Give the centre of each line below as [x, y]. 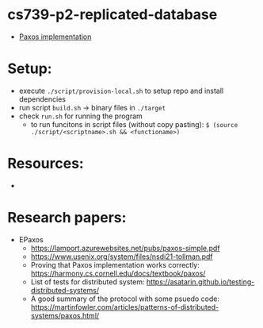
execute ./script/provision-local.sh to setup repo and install [121, 91]
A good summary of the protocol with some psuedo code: [125, 299]
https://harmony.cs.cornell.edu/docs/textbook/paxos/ [118, 273]
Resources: [46, 164]
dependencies [42, 99]
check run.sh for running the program [81, 116]
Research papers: [67, 218]
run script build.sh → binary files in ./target [92, 107]
